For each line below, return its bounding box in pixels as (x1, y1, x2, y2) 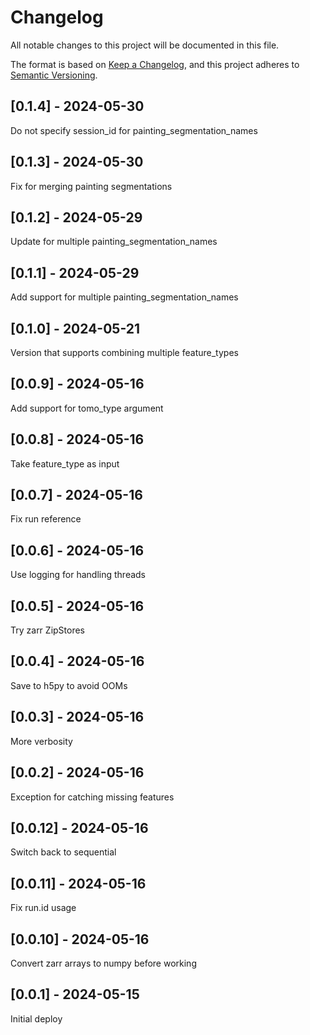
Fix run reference (10, 513, 82, 525)
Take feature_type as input (10, 457, 120, 470)
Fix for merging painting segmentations (10, 180, 173, 192)
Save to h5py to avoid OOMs (10, 679, 128, 691)
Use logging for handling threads (10, 569, 147, 581)
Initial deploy (10, 1012, 63, 1025)
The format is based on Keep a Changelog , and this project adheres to (10, 58, 300, 70)
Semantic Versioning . (10, 69, 98, 81)
